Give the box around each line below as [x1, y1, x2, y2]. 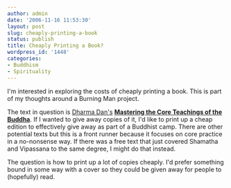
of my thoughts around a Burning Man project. [7, 94, 139, 102]
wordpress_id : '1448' [7, 49, 70, 56]
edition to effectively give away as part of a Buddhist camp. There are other [7, 122, 223, 131]
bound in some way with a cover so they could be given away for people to [7, 165, 222, 173]
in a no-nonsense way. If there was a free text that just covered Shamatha [7, 137, 219, 145]
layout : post [7, 23, 45, 30]
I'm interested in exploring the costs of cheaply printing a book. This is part [7, 87, 222, 95]
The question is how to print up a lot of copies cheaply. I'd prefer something [7, 158, 224, 166]
